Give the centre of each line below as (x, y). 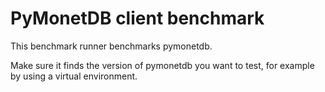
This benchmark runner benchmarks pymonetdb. (111, 46)
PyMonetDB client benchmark (137, 18)
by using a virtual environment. (74, 76)
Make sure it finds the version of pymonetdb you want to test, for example (162, 65)
